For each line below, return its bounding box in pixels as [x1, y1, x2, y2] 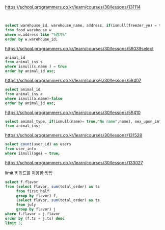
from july [16, 203, 36, 207]
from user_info [5, 146, 36, 151]
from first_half [16, 188, 50, 194]
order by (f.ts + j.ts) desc [5, 216, 65, 221]
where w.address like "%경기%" [5, 32, 67, 37]
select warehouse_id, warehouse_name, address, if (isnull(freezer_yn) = [5, 23, 157, 28]
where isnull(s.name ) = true [5, 64, 67, 69]
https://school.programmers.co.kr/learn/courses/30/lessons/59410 [5, 110, 141, 115]
